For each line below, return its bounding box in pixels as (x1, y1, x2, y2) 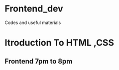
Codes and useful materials (4, 19, 61, 25)
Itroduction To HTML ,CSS (4, 37, 115, 48)
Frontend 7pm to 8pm (4, 57, 73, 65)
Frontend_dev (4, 3, 63, 14)
